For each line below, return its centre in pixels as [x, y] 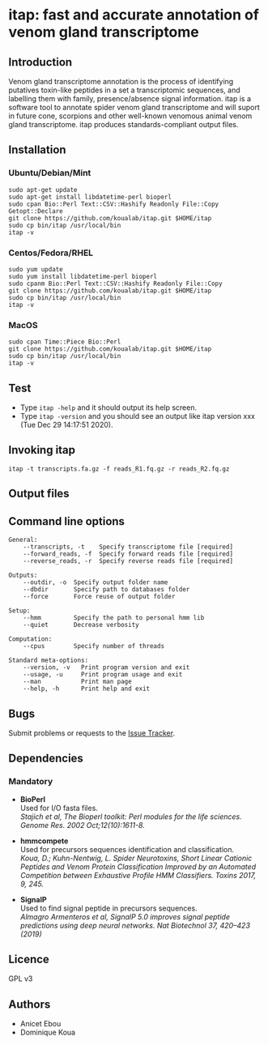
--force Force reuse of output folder [99, 597]
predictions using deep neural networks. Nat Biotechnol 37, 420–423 [135, 925]
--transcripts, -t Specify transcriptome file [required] [128, 547]
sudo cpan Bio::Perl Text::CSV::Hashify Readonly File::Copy [114, 204]
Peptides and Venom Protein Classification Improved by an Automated [138, 866]
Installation [37, 150]
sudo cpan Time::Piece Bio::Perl [65, 342]
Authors [30, 1004]
